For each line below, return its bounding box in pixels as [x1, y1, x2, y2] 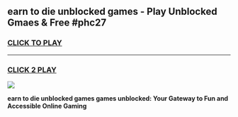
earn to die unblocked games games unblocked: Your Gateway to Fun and [7, 94, 229, 102]
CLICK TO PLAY [7, 38, 62, 48]
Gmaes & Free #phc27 [7, 17, 107, 29]
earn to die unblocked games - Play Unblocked [7, 6, 217, 18]
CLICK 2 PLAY [7, 65, 57, 74]
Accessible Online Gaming [7, 101, 87, 110]
